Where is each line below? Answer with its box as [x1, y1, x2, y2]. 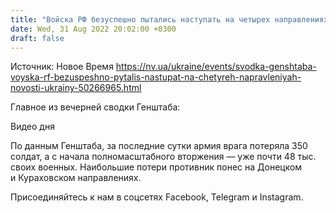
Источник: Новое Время [10, 61, 114, 73]
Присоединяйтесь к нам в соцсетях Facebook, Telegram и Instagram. [10, 191, 304, 203]
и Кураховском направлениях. [10, 172, 142, 184]
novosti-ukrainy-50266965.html [10, 82, 142, 94]
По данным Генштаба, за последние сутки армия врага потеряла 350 [10, 140, 308, 152]
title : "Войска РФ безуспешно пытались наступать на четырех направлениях [10, 14, 329, 25]
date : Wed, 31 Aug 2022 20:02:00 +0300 [10, 24, 177, 34]
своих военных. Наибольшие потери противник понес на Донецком [10, 161, 303, 173]
